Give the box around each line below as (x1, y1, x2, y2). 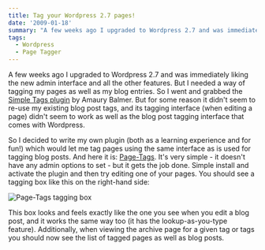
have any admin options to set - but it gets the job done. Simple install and (8, 161, 249, 170)
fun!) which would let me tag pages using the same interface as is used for (8, 144, 251, 153)
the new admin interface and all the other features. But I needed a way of (8, 78, 246, 88)
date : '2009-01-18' (8, 19, 73, 27)
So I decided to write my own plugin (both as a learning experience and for (8, 136, 252, 144)
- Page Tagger (15, 48, 62, 56)
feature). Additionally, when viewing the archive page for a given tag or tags (8, 225, 255, 233)
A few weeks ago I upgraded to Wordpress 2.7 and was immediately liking (8, 70, 248, 79)
